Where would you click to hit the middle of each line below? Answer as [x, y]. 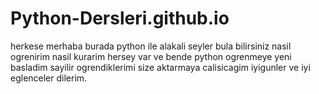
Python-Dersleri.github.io [120, 18]
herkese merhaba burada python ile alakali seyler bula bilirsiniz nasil [151, 46]
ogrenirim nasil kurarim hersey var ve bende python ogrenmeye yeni [151, 56]
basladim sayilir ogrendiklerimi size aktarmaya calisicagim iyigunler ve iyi [160, 67]
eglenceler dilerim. [49, 78]
